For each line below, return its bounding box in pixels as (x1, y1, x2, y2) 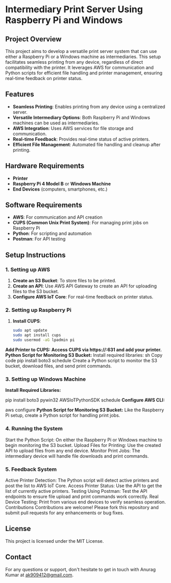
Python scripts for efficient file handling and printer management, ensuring (5, 70, 162, 76)
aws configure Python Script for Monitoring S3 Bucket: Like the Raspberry (5, 407, 164, 413)
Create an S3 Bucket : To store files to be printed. (12, 278, 116, 284)
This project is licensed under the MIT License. (5, 538, 104, 544)
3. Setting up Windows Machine (5, 376, 86, 383)
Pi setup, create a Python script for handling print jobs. (5, 412, 120, 418)
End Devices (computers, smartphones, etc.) (12, 186, 108, 192)
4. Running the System (5, 425, 63, 432)
